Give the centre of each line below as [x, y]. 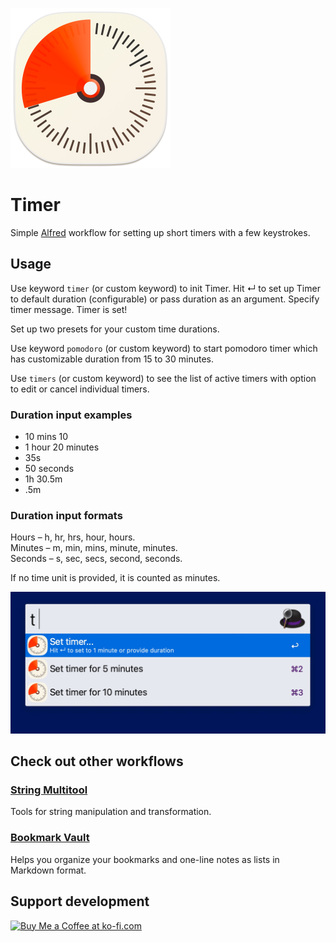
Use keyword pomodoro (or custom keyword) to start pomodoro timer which [164, 348]
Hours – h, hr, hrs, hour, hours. [73, 537]
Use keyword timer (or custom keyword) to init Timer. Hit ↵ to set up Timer [165, 288]
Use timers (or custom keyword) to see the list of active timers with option [163, 378]
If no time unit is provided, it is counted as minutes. [115, 578]
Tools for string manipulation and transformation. [111, 812]
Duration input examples [71, 415]
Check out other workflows [97, 761]
